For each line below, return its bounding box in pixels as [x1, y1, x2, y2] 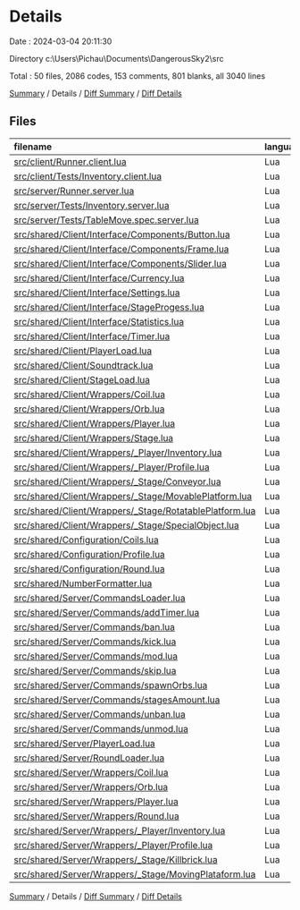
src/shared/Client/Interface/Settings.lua [13, 286, 180, 299]
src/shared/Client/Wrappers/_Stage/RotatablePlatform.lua [13, 504, 256, 516]
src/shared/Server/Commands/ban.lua [13, 620, 176, 633]
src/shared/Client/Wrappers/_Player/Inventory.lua [13, 446, 222, 458]
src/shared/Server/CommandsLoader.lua [13, 591, 186, 604]
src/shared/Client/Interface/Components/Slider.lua [13, 257, 228, 269]
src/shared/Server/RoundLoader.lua [13, 752, 165, 764]
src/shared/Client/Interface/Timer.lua [13, 329, 171, 342]
